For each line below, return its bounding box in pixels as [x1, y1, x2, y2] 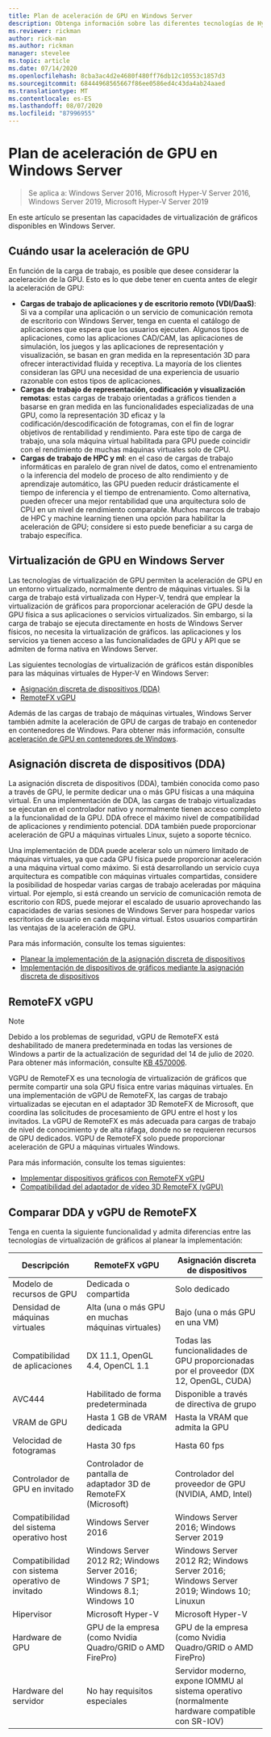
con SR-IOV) [174, 1716, 224, 1726]
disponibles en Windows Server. [8, 221, 115, 230]
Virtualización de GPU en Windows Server [8, 554, 225, 568]
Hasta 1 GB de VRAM [85, 1411, 168, 1423]
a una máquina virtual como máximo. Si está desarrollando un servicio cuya [8, 863, 260, 873]
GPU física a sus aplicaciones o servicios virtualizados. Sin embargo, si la [8, 609, 253, 619]
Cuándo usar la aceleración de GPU [8, 244, 190, 259]
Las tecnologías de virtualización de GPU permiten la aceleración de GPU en [8, 575, 263, 585]
